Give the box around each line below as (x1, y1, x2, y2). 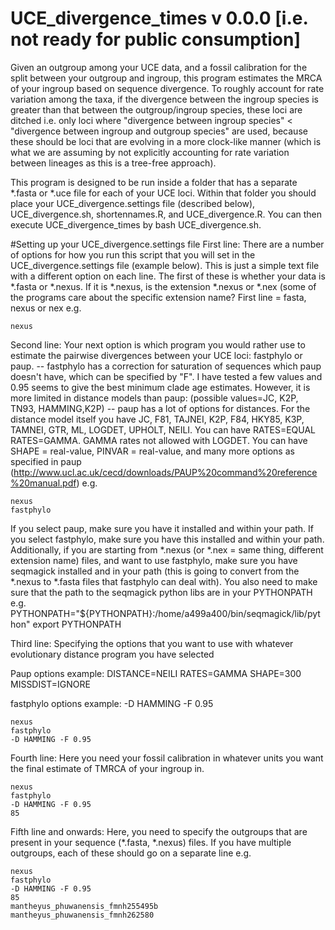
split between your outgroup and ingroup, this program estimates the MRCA (10, 72, 323, 84)
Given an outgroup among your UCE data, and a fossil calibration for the (10, 61, 308, 73)
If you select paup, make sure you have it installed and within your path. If (10, 522, 315, 534)
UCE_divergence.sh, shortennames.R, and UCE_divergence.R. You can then (10, 208, 323, 220)
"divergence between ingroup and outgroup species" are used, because (10, 125, 308, 137)
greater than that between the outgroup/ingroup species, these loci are (10, 103, 303, 116)
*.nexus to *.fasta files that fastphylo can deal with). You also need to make (10, 575, 318, 587)
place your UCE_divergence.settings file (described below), (10, 197, 256, 209)
